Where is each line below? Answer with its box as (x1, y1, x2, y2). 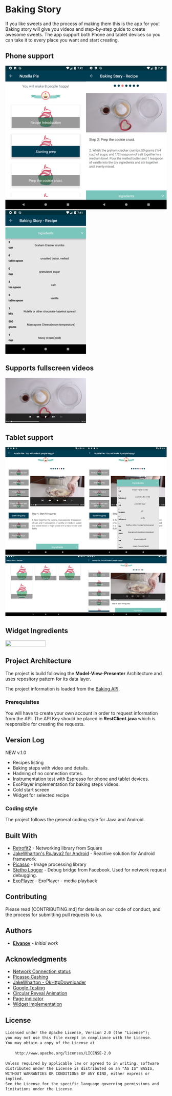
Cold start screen (12, 786, 50, 793)
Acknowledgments (5, 955, 68, 963)
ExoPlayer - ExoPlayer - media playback (12, 878, 97, 884)
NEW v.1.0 (5, 749, 27, 756)
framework (12, 856, 36, 862)
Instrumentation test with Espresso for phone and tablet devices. (12, 776, 149, 782)
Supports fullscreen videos (5, 364, 94, 373)
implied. (5, 1077, 24, 1082)
